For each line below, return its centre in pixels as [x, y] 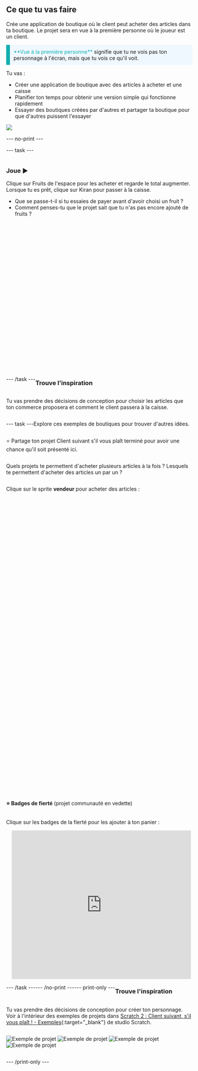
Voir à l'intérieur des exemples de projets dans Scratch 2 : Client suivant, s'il [99, 1016]
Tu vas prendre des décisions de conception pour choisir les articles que [95, 401]
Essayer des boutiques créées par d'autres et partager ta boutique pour [102, 109]
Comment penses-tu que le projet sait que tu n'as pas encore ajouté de [102, 208]
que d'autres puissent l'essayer [53, 116]
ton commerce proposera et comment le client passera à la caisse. [87, 407]
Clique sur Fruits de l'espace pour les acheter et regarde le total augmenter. [98, 183]
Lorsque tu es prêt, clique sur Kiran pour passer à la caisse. [79, 190]
